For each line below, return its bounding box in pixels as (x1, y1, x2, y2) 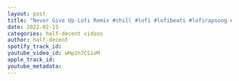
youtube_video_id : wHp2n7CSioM (7, 50, 100, 57)
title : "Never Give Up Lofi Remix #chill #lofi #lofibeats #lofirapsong (7, 17, 228, 24)
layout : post (7, 10, 46, 18)
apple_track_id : (7, 56, 55, 63)
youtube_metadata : (7, 63, 62, 70)
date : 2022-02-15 (7, 23, 59, 30)
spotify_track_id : (7, 43, 62, 50)
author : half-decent (7, 37, 69, 44)
